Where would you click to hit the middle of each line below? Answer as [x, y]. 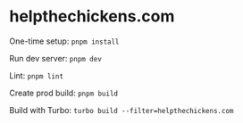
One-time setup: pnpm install [64, 41]
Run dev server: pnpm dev [56, 58]
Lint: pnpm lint [37, 75]
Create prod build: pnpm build [64, 93]
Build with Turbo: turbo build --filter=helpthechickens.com [121, 110]
